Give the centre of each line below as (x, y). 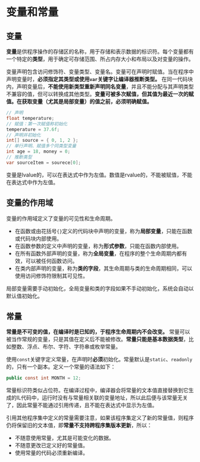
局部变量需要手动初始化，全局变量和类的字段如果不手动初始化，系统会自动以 (100, 288)
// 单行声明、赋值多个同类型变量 (41, 146)
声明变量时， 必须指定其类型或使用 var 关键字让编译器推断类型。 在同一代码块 (100, 79)
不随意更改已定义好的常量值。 (51, 445)
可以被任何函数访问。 (51, 261)
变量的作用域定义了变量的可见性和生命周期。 (61, 218)
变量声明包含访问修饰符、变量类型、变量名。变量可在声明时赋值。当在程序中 (100, 72)
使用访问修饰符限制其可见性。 (51, 275)
